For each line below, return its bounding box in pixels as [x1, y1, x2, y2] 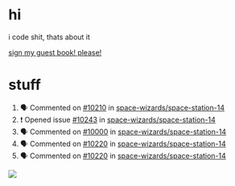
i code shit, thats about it [8, 32, 91, 42]
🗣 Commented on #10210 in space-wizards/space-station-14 [19, 103, 225, 112]
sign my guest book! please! [8, 47, 102, 57]
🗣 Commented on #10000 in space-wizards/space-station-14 [19, 127, 227, 136]
